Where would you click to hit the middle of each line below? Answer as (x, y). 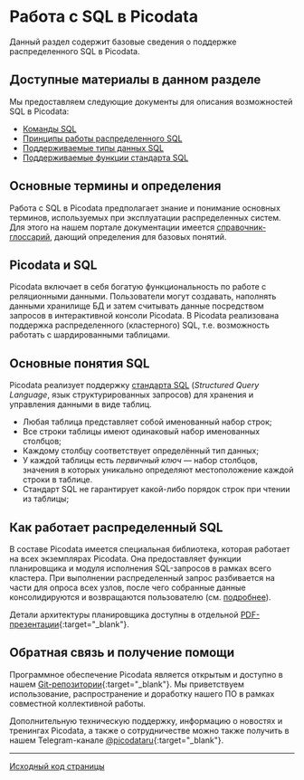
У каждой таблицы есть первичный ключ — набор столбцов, (140, 461)
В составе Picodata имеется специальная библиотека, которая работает (150, 549)
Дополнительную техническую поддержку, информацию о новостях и (146, 720)
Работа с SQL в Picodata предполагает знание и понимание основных (145, 208)
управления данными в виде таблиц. (81, 404)
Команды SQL (49, 128)
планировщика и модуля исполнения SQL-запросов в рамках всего (140, 568)
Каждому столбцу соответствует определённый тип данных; (141, 451)
